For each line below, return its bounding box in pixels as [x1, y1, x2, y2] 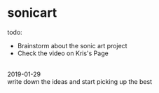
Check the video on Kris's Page [17, 49, 109, 57]
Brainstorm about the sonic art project [17, 41, 127, 50]
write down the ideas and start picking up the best [7, 77, 153, 85]
